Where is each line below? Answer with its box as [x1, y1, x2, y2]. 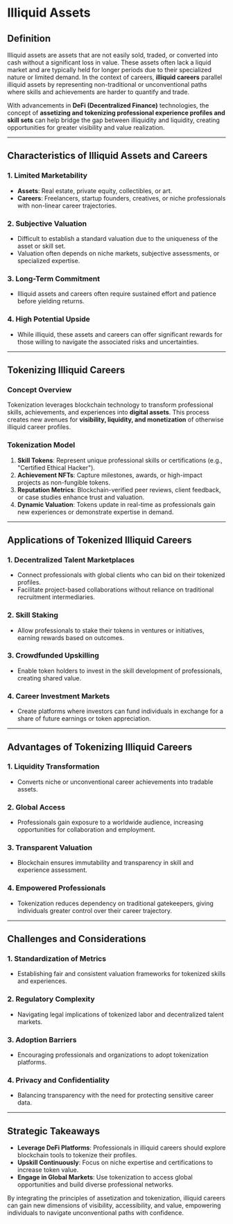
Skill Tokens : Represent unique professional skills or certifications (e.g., [17, 456, 223, 464]
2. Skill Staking [7, 610, 59, 620]
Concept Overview [7, 385, 72, 394]
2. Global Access [7, 802, 66, 812]
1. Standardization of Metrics [7, 954, 106, 964]
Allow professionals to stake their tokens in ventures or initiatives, [17, 626, 205, 635]
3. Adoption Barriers [7, 1034, 77, 1044]
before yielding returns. [17, 297, 85, 305]
